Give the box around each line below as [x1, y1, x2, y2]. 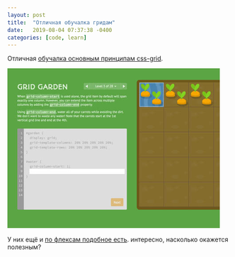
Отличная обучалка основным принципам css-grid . [7, 54, 164, 63]
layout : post [7, 11, 46, 18]
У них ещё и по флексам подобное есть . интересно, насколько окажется [7, 235, 229, 244]
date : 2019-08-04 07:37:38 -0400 [7, 26, 113, 33]
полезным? [7, 243, 42, 251]
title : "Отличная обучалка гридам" [7, 18, 115, 26]
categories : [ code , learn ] [7, 34, 87, 41]
